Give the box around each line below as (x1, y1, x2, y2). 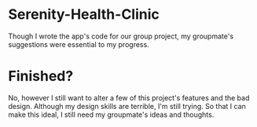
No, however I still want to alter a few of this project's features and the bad (8, 93, 250, 103)
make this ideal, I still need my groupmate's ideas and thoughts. (8, 110, 215, 119)
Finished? (8, 67, 74, 85)
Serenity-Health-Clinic (8, 5, 160, 24)
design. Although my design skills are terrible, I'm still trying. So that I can (8, 101, 246, 111)
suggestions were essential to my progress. (8, 39, 149, 49)
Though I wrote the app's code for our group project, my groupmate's (8, 31, 234, 41)
